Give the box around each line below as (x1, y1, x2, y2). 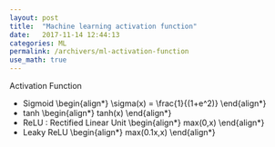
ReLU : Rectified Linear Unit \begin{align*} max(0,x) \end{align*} (22, 117, 265, 128)
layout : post (9, 13, 59, 23)
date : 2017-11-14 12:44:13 (9, 30, 120, 39)
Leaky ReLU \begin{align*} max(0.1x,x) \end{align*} (22, 127, 216, 137)
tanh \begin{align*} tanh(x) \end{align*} (22, 108, 172, 118)
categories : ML (9, 38, 67, 48)
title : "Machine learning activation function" (9, 22, 198, 31)
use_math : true (9, 55, 67, 64)
